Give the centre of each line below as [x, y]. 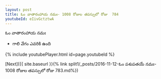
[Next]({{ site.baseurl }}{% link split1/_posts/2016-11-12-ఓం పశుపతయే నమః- [81, 64]
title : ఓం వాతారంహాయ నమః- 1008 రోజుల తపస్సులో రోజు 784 [62, 14]
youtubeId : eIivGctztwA [30, 19]
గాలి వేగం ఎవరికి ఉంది [31, 44]
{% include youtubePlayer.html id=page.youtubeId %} [60, 54]
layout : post [19, 10]
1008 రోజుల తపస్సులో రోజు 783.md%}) [42, 71]
